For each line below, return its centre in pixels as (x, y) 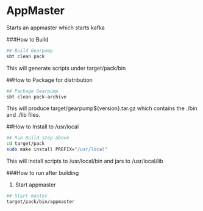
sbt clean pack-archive (37, 97)
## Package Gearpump (33, 91)
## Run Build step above (38, 138)
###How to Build (27, 39)
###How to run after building (43, 173)
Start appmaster (35, 185)
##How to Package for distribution (50, 80)
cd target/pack (26, 144)
